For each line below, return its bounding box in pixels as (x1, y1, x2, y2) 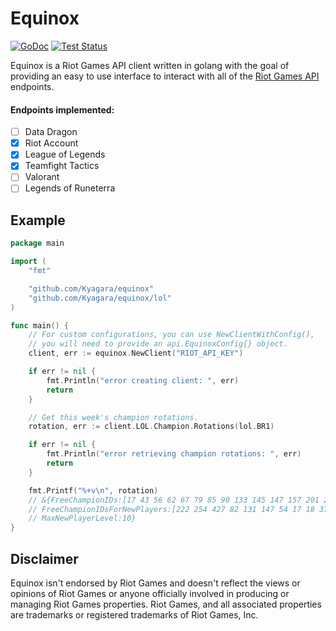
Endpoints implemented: (10, 103, 115, 116)
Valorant (24, 171, 60, 183)
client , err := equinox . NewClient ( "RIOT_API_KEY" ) (28, 348, 244, 359)
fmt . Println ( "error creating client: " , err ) (46, 375, 240, 386)
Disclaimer (10, 550, 79, 567)
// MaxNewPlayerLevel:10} (28, 513, 137, 524)
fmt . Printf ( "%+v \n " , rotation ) (28, 485, 159, 496)
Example (10, 212, 66, 229)
